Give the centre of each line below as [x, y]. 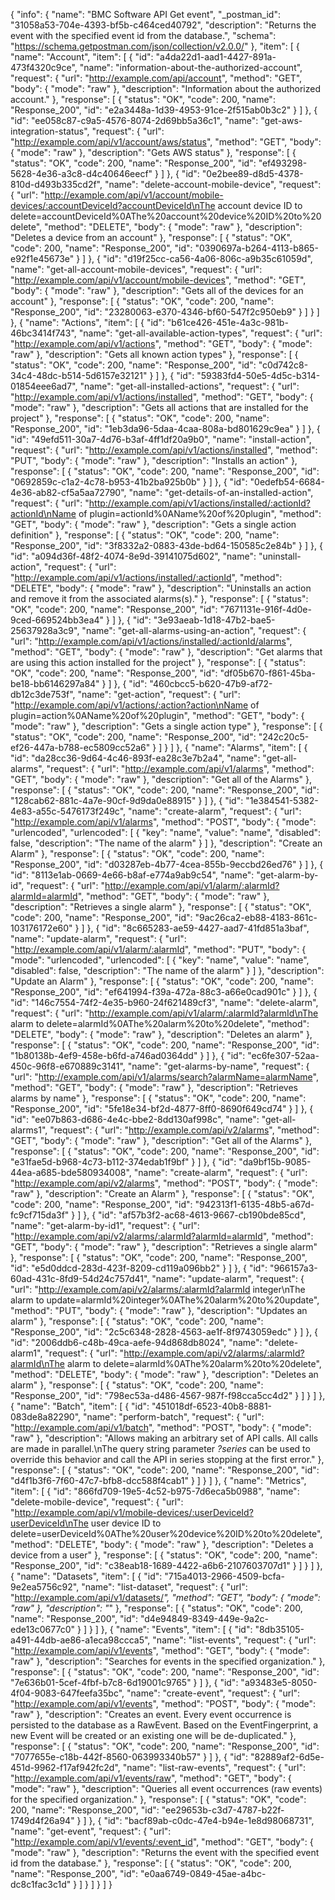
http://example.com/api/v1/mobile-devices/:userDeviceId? [134, 1512]
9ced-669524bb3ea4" [57, 620]
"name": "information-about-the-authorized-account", [191, 67]
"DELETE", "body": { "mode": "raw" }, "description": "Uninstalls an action [161, 588]
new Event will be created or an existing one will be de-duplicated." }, [153, 1735]
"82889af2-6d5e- [287, 1757]
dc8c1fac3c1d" [41, 1884]
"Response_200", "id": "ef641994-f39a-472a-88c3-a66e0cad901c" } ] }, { [164, 992]
